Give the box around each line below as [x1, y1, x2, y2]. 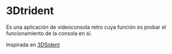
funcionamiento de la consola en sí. [6, 29, 92, 36]
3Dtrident [6, 4, 54, 18]
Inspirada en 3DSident [6, 41, 60, 48]
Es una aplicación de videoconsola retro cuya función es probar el [6, 23, 166, 31]
